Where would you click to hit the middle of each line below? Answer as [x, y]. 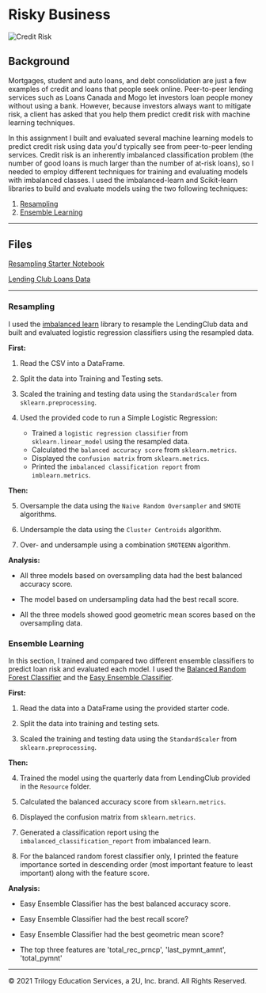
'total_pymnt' [41, 958]
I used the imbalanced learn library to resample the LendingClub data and [128, 324]
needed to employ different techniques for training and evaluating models [128, 171]
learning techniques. [42, 122]
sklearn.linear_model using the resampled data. [110, 441]
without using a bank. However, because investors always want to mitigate [130, 105]
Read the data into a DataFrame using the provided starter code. [124, 708]
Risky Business [59, 15]
